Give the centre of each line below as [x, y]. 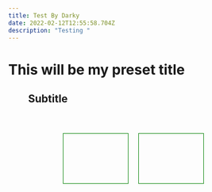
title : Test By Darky [44, 15]
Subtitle [48, 99]
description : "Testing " [49, 30]
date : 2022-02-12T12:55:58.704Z [62, 23]
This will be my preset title [96, 69]
